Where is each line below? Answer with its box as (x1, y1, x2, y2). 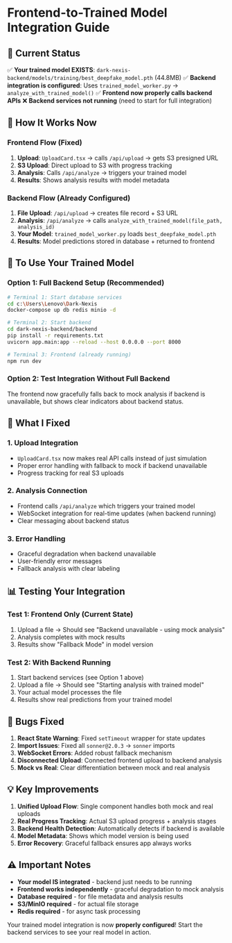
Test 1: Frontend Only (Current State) (7, 610, 134, 619)
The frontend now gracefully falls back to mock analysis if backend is (7, 390, 206, 398)
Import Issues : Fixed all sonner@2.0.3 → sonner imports (17, 741, 175, 749)
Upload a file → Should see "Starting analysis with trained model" (17, 681, 204, 689)
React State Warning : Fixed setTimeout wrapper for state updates (17, 734, 206, 742)
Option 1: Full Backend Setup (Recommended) (7, 278, 165, 287)
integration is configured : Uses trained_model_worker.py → (7, 81, 179, 90)
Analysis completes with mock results (17, 633, 125, 641)
